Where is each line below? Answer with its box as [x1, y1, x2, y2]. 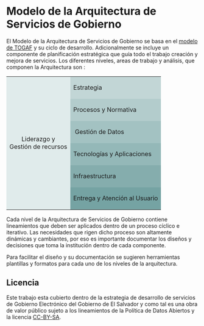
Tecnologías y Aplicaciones [72, 150, 152, 158]
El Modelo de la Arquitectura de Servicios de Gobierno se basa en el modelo [6, 37, 198, 45]
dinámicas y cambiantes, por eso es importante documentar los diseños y [6, 235, 192, 242]
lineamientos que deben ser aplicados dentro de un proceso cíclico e [6, 222, 180, 230]
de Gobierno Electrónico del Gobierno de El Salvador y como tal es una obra [6, 300, 198, 308]
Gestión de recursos [9, 142, 68, 151]
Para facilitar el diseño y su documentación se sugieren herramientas [6, 253, 180, 261]
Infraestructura [72, 172, 116, 180]
